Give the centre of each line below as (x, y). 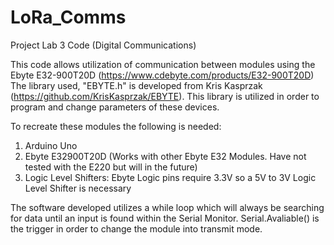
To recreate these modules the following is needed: (116, 126)
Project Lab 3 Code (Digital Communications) (103, 45)
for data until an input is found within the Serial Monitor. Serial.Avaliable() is (165, 218)
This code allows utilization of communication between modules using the (163, 64)
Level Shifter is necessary (78, 188)
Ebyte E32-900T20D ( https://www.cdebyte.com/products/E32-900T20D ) (162, 75)
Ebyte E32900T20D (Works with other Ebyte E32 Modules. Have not (165, 156)
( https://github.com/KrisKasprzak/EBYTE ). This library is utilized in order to (165, 96)
